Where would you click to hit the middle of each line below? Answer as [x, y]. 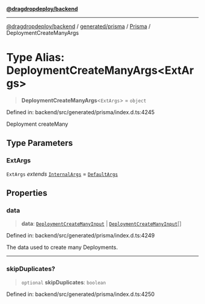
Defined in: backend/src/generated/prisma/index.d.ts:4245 [81, 112]
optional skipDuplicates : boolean [63, 282]
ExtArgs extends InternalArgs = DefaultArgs [62, 174]
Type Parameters [40, 143]
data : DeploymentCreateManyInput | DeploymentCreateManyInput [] [101, 224]
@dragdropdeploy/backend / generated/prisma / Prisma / [78, 26]
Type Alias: [36, 58]
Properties [27, 193]
